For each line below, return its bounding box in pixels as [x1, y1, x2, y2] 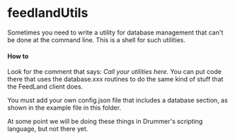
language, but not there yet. [7, 125, 88, 133]
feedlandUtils [7, 5, 88, 21]
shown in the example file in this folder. [7, 103, 122, 112]
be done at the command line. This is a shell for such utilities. [7, 35, 186, 44]
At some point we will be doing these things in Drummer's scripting [7, 117, 203, 126]
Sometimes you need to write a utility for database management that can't [7, 28, 224, 37]
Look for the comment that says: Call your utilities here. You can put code [7, 68, 222, 76]
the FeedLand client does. [7, 82, 84, 91]
